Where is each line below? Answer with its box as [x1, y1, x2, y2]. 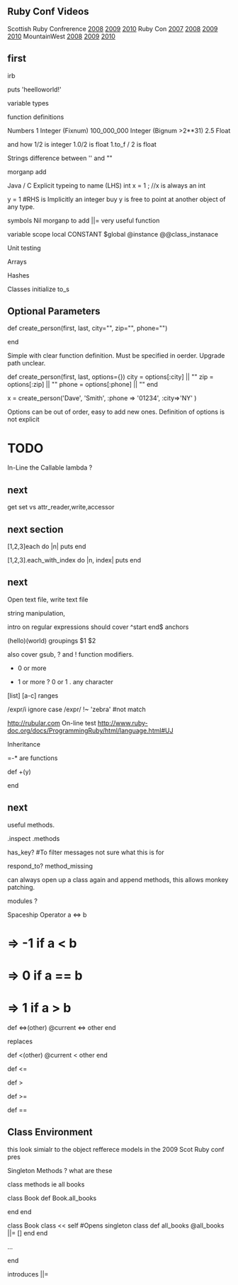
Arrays [7, 257, 27, 266]
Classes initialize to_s [7, 285, 69, 293]
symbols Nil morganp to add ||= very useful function [7, 216, 160, 225]
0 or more [17, 664, 47, 672]
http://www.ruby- [97, 718, 149, 727]
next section [7, 523, 64, 536]
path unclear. [7, 359, 46, 368]
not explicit [7, 415, 40, 424]
